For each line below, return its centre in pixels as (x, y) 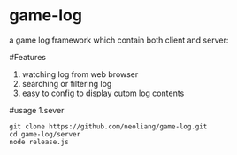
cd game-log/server (45, 134)
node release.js (39, 142)
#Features (28, 57)
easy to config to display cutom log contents (103, 93)
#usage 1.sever (37, 110)
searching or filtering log (67, 83)
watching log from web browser (80, 74)
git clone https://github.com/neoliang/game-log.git (108, 126)
